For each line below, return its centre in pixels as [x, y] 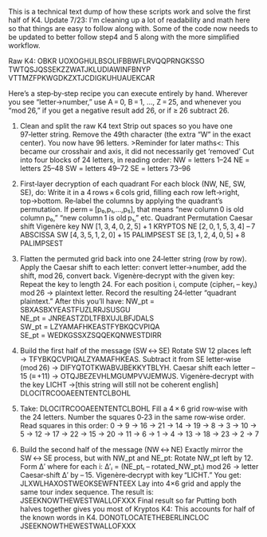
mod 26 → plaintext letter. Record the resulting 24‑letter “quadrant [128, 292]
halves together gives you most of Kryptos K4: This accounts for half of [137, 509]
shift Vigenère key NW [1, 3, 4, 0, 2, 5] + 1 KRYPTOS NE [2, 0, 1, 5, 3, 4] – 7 [137, 226]
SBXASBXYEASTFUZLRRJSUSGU [75, 310]
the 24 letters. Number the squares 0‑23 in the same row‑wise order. [132, 417]
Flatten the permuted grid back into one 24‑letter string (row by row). [133, 259]
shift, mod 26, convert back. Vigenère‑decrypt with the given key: [127, 276]
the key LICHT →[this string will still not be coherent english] [119, 384]
